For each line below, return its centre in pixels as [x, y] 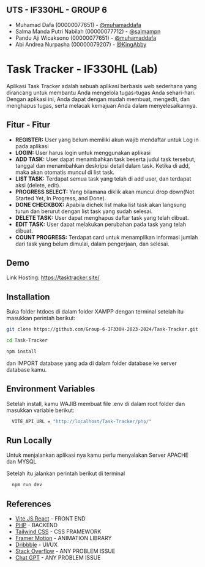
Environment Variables [51, 389]
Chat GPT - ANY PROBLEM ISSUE [58, 558]
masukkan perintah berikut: [41, 318]
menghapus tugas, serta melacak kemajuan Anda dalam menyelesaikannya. [102, 105]
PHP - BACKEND [36, 525]
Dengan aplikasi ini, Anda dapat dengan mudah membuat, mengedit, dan [98, 99]
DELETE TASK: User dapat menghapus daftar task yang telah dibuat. [102, 217]
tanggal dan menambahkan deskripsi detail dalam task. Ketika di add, [102, 165]
